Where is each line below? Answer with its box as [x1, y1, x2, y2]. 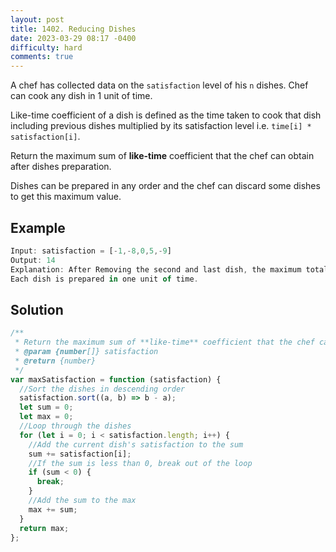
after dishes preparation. [10, 161, 112, 173]
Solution [10, 301, 64, 318]
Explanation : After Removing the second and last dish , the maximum [10, 264, 302, 275]
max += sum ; [28, 504, 78, 515]
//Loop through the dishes [19, 421, 132, 431]
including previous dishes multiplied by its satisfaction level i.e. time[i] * [10, 120, 312, 132]
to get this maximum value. [10, 191, 122, 203]
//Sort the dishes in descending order [19, 384, 186, 394]
